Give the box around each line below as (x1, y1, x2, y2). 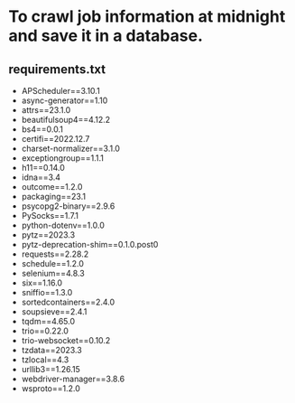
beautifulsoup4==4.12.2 (21, 115, 111, 125)
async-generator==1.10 (21, 95, 108, 106)
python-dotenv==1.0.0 (21, 220, 105, 230)
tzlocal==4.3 (21, 354, 69, 365)
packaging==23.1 (21, 192, 87, 201)
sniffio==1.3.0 (21, 287, 73, 297)
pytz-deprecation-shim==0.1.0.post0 (21, 239, 159, 249)
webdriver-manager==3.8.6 (21, 373, 125, 384)
